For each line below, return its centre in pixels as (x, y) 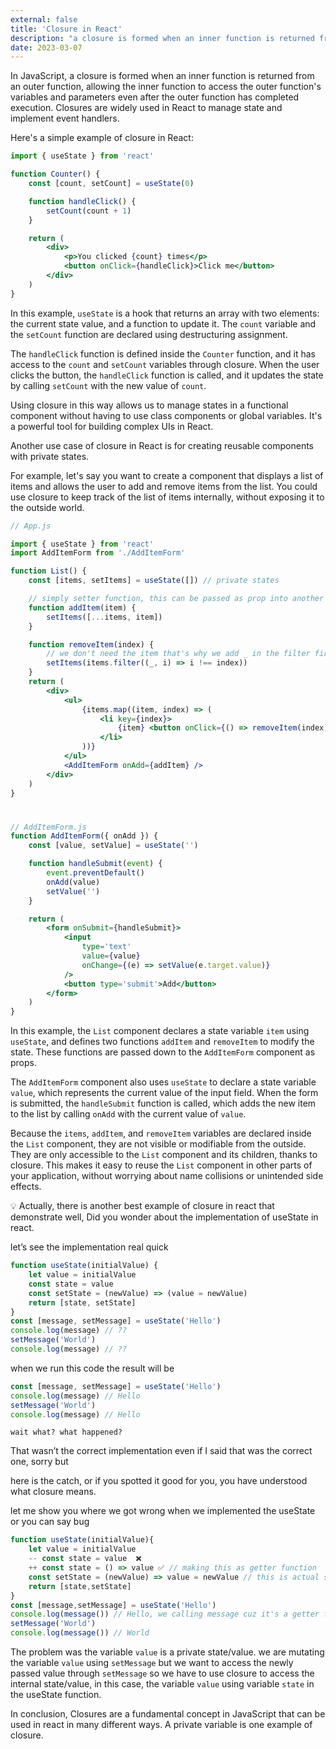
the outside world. (47, 507)
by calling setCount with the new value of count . (108, 385)
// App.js (31, 526)
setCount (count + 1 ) (89, 211)
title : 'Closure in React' (66, 29)
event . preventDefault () (95, 873)
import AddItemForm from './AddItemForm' (98, 553)
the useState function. (56, 1695)
